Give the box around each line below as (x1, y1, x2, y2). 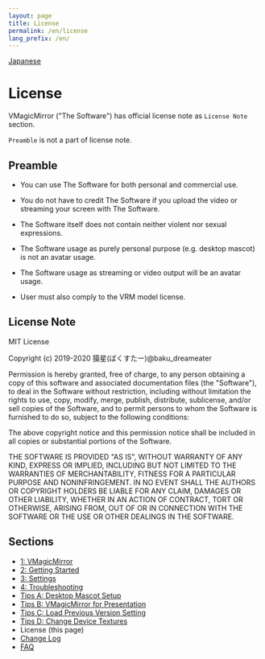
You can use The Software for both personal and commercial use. (19, 180, 239, 189)
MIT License (8, 336, 50, 346)
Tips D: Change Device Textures (19, 616, 128, 626)
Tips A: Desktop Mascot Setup (19, 591, 122, 600)
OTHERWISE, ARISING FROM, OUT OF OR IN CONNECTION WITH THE (8, 503, 243, 513)
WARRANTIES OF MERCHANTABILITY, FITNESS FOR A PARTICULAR (8, 468, 236, 479)
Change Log (19, 633, 62, 643)
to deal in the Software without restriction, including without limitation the (8, 386, 251, 396)
